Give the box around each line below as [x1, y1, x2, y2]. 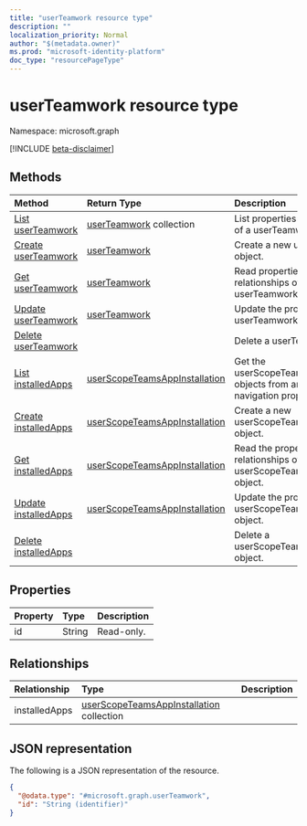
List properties [234, 212, 297, 225]
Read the [234, 441, 273, 454]
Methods [9, 170, 62, 185]
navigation [234, 389, 280, 402]
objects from [234, 377, 290, 390]
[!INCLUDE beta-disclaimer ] [9, 143, 114, 154]
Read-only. [97, 625, 146, 638]
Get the [234, 355, 267, 367]
